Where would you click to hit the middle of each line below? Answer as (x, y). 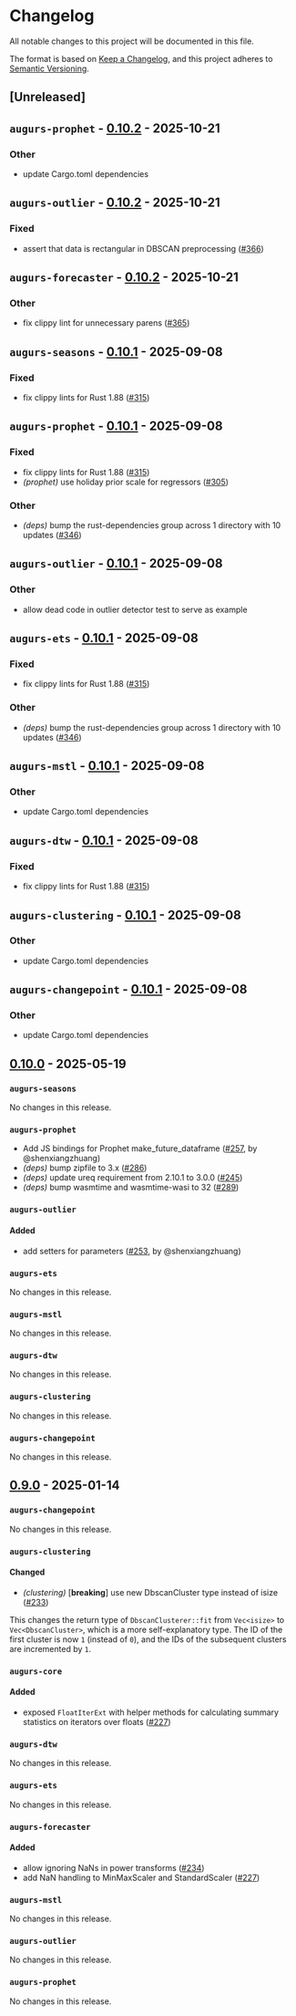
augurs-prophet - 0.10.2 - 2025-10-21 (115, 128)
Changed (27, 1572)
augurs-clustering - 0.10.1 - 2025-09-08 (125, 914)
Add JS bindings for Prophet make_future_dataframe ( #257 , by (140, 1148)
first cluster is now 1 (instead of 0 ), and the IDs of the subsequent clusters (148, 1639)
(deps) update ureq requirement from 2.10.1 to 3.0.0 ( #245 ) (133, 1178)
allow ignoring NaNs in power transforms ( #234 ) (113, 1867)
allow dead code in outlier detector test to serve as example (135, 609)
